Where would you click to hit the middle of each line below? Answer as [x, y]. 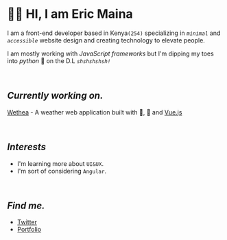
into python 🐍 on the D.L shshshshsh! [59, 60]
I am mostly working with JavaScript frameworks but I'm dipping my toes [110, 53]
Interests [27, 147]
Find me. [26, 205]
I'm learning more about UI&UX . [60, 163]
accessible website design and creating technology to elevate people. [106, 40]
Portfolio [29, 230]
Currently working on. [55, 96]
